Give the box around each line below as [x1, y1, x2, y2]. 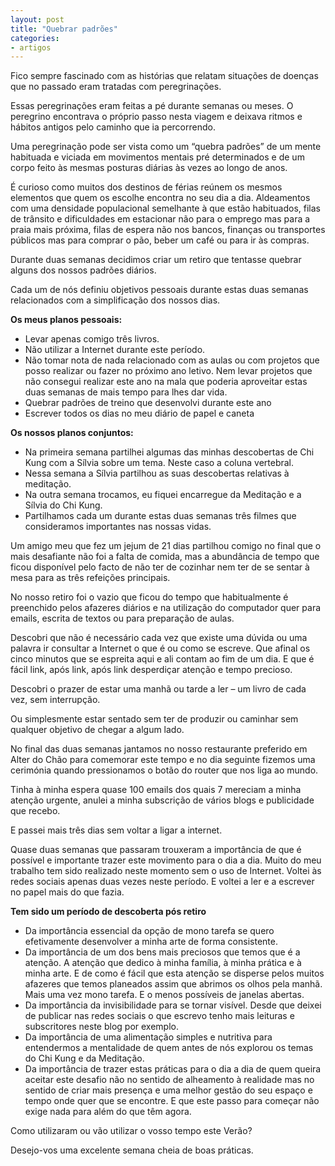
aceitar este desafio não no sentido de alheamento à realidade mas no [24, 1074, 315, 1086]
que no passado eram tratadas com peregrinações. [10, 81, 222, 93]
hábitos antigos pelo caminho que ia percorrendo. [10, 121, 216, 133]
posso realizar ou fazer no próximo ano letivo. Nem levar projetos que [24, 365, 313, 377]
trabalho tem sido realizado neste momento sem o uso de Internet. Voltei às [10, 865, 322, 877]
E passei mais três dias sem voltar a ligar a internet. [10, 824, 223, 836]
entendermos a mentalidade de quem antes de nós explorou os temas [24, 1042, 314, 1054]
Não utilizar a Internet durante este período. [24, 344, 206, 356]
